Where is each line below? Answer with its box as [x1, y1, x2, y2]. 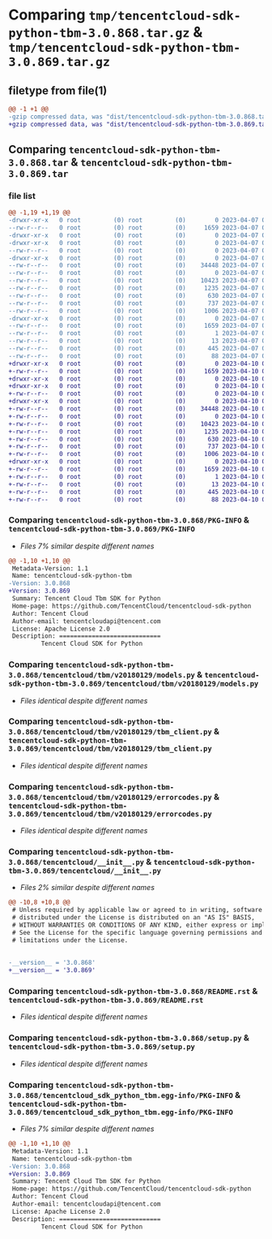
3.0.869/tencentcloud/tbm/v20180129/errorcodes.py [8, 809, 212, 819]
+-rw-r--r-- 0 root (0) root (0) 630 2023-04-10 [8, 435, 259, 443]
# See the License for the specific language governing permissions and [11, 928, 263, 936]
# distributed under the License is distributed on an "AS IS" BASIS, [11, 914, 255, 922]
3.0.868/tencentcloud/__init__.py [8, 858, 144, 867]
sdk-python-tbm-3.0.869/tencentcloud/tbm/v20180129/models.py [8, 679, 259, 689]
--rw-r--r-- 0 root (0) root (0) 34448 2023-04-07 [8, 261, 259, 269]
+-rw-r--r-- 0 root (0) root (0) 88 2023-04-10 [8, 495, 259, 504]
